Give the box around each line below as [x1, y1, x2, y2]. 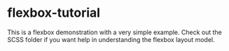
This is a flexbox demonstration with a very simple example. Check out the [7, 28, 222, 36]
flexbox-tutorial [7, 5, 100, 21]
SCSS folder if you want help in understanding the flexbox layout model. [7, 35, 215, 43]
